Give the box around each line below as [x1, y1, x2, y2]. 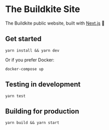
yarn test [5, 93, 26, 98]
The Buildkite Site [5, 4, 80, 15]
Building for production [5, 107, 79, 115]
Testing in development [5, 80, 81, 89]
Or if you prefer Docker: [5, 57, 54, 63]
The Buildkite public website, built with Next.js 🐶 [5, 20, 105, 26]
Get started [5, 35, 42, 43]
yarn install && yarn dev [5, 48, 59, 53]
